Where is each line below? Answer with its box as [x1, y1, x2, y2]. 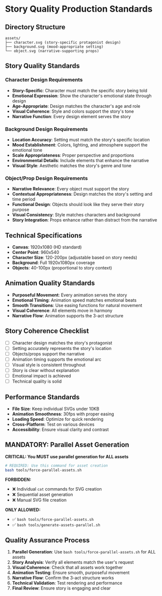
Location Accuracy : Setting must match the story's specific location [12, 137, 150, 143]
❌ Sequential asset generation [12, 492, 73, 497]
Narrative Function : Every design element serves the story [12, 113, 131, 119]
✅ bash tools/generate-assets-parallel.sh [12, 521, 101, 528]
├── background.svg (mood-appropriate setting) [5, 44, 104, 49]
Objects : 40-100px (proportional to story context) [12, 265, 112, 271]
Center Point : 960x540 [12, 249, 60, 255]
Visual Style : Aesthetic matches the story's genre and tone [12, 163, 132, 168]
